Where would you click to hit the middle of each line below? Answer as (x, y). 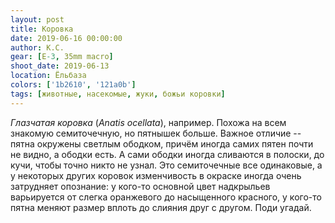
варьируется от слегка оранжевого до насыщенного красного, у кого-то (166, 197)
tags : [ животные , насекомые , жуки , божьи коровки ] (118, 94)
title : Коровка (42, 29)
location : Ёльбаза (48, 76)
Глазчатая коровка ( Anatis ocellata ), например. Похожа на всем (148, 122)
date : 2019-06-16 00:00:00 (66, 38)
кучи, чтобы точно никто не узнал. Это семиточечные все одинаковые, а (166, 165)
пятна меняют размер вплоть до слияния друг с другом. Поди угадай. (161, 207)
